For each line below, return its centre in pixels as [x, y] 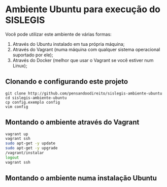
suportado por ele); [33, 55]
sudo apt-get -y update [30, 143]
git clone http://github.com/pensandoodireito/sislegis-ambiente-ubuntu [84, 93]
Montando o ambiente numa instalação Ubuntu [81, 178]
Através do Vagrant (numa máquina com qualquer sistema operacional [86, 49]
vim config [17, 107]
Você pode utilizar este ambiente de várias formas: [58, 34]
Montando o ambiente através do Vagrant [72, 122]
